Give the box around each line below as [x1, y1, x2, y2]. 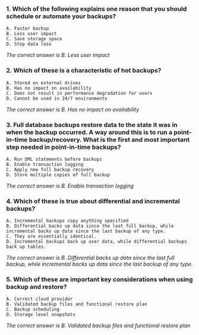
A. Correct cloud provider [6, 296, 73, 302]
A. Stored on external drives [6, 79, 81, 86]
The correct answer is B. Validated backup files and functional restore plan [6, 322, 191, 329]
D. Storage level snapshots [6, 312, 76, 318]
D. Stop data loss [6, 41, 52, 47]
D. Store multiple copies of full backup [6, 171, 110, 178]
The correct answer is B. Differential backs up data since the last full [6, 254, 175, 261]
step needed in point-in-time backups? [6, 143, 121, 151]
